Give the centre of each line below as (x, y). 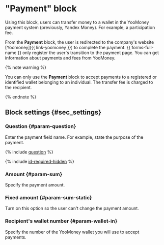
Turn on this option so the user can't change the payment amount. (72, 208)
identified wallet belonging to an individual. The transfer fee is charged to (79, 82)
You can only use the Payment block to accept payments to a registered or (81, 77)
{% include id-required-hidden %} (40, 161)
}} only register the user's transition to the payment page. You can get (88, 53)
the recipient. (18, 87)
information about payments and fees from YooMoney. (60, 58)
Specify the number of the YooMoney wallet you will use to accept (72, 232)
